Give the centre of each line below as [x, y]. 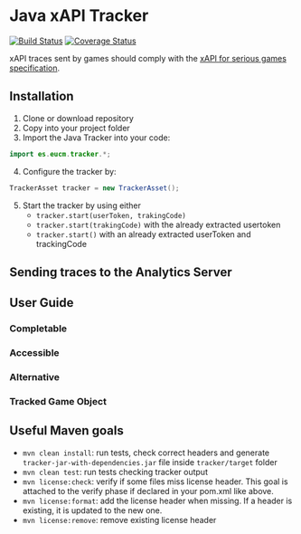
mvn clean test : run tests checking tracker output [115, 472]
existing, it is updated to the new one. [92, 510]
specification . [35, 68]
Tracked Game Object [58, 401]
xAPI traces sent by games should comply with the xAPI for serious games [148, 58]
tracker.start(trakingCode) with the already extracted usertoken [158, 224]
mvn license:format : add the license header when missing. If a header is [157, 501]
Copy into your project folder [76, 128]
